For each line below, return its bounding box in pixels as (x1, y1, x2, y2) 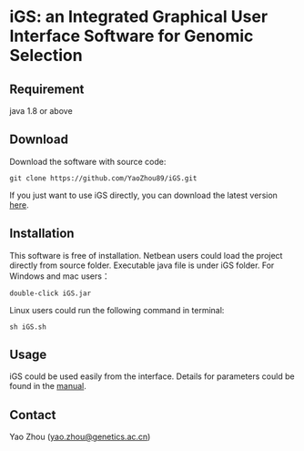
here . (9, 199, 29, 210)
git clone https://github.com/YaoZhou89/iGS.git (9, 173, 198, 183)
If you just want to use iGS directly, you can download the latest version (9, 190, 278, 200)
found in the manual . (9, 381, 86, 392)
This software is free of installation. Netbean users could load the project (9, 250, 283, 261)
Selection (9, 46, 84, 66)
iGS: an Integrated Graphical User (9, 6, 269, 27)
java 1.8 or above (9, 106, 73, 116)
